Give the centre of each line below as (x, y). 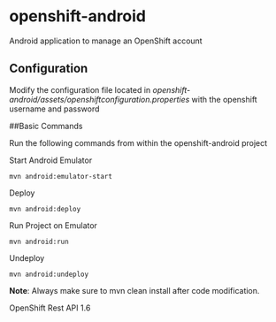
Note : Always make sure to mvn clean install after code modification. (134, 290)
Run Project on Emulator (53, 225)
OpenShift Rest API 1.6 (50, 308)
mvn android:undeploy (49, 274)
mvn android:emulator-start (61, 176)
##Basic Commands (46, 126)
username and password (54, 109)
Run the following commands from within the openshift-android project (138, 142)
